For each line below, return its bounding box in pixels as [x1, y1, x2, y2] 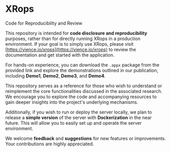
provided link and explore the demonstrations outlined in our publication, [5, 67, 159, 73]
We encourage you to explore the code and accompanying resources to [5, 93, 157, 100]
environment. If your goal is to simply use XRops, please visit [5, 41, 134, 47]
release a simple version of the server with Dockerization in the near [5, 114, 152, 121]
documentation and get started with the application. [5, 52, 115, 58]
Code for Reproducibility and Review [5, 20, 83, 26]
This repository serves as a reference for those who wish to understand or [5, 83, 162, 89]
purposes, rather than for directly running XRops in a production [5, 35, 141, 42]
